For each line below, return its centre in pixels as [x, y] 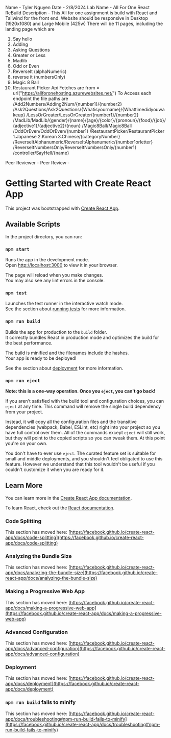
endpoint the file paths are [40, 99]
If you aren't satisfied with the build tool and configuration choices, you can [85, 401]
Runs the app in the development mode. [47, 260]
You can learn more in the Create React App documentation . [69, 498]
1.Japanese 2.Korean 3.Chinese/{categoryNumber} [66, 137]
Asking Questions [31, 50]
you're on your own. [26, 443]
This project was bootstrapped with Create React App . [63, 208]
